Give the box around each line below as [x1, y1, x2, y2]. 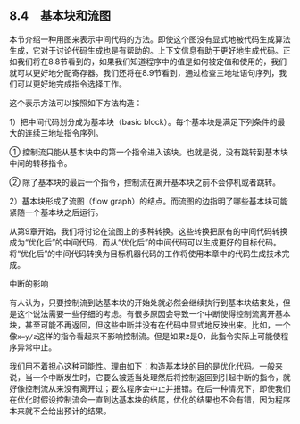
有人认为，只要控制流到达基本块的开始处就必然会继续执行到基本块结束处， [9, 297, 283, 308]
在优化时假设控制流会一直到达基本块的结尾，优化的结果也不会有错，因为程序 [9, 394, 291, 404]
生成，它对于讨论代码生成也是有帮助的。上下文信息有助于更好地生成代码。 [9, 45, 283, 55]
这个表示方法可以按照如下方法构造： [9, 97, 143, 108]
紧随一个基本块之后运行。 [9, 206, 104, 217]
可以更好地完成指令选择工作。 [16, 79, 127, 89]
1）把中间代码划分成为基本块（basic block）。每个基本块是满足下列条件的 [9, 116, 279, 127]
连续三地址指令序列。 [24, 128, 104, 138]
